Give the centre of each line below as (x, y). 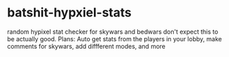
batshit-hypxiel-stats (69, 13)
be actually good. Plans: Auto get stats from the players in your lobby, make (114, 38)
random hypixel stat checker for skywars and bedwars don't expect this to (113, 32)
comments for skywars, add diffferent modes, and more (86, 46)
